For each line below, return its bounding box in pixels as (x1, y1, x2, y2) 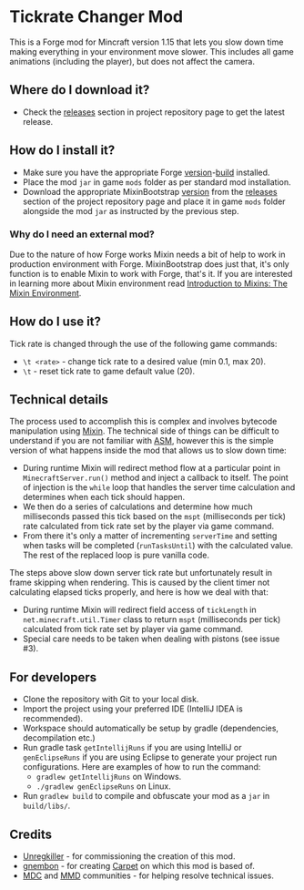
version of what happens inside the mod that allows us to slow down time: (9, 445, 287, 456)
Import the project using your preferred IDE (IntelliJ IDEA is (22, 703, 243, 714)
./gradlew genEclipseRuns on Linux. (35, 781, 171, 792)
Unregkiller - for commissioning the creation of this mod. (22, 851, 236, 862)
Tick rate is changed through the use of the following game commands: (9, 338, 278, 349)
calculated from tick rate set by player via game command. (22, 624, 244, 635)
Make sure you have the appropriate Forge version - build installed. (22, 167, 270, 178)
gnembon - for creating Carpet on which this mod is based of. (22, 861, 255, 872)
